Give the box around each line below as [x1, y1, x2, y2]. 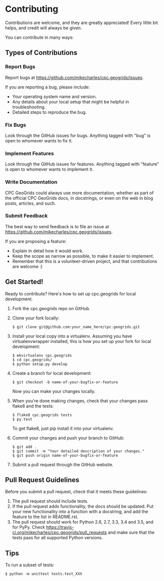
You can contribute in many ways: [5, 34, 74, 40]
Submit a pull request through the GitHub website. [12, 461, 114, 467]
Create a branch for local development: [12, 370, 92, 376]
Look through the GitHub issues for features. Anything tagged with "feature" [5, 161, 160, 167]
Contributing [5, 3, 58, 15]
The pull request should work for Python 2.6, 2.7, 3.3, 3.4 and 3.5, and [12, 519, 154, 525]
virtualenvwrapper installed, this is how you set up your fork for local [12, 338, 151, 344]
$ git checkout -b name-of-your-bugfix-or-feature [12, 379, 118, 385]
